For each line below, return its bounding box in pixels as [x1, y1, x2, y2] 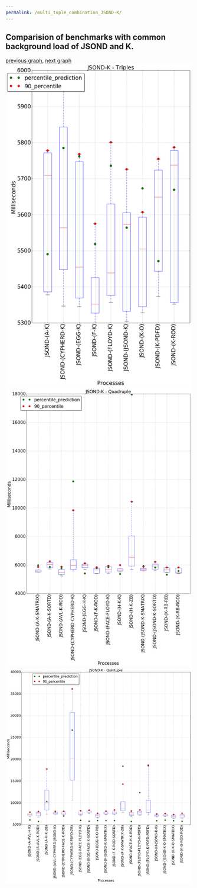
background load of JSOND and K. [5, 41, 134, 52]
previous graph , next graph [5, 57, 72, 65]
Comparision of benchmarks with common [5, 33, 166, 43]
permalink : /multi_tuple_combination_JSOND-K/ [5, 9, 122, 15]
